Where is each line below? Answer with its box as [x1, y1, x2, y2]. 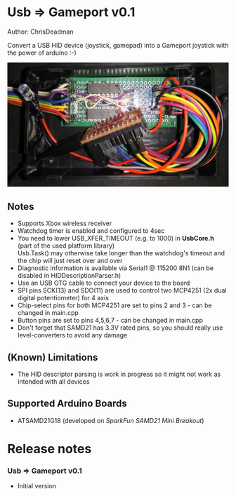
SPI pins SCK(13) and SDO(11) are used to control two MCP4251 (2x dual [17, 286, 227, 295]
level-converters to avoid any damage [17, 331, 128, 340]
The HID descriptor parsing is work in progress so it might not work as [17, 370, 221, 379]
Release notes [7, 441, 92, 457]
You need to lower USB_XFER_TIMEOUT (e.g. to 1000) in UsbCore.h [17, 234, 214, 243]
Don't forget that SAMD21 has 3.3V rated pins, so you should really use [17, 323, 223, 332]
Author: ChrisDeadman [7, 27, 74, 36]
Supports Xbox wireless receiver [17, 219, 112, 228]
